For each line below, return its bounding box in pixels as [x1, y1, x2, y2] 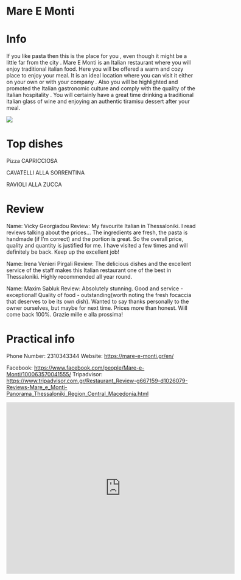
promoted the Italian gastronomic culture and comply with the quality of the [6, 85, 196, 92]
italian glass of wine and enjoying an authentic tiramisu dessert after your [6, 98, 190, 105]
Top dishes [6, 137, 63, 151]
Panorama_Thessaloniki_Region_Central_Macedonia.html [6, 390, 149, 397]
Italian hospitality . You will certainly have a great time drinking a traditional [6, 91, 194, 99]
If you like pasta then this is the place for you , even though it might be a [6, 52, 187, 60]
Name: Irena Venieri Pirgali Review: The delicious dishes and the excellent [6, 260, 192, 267]
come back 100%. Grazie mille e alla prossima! [6, 311, 124, 318]
